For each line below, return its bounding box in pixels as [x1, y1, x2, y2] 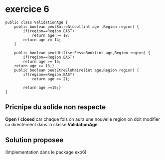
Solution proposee [5, 136, 64, 145]
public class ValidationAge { [5, 20, 68, 25]
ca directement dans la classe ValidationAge [5, 121, 98, 127]
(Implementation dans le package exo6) [5, 149, 87, 155]
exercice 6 [5, 3, 50, 15]
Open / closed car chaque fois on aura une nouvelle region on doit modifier [5, 116, 161, 122]
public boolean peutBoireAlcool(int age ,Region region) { [14, 24, 140, 29]
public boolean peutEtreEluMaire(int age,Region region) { [14, 68, 140, 73]
